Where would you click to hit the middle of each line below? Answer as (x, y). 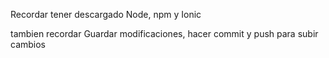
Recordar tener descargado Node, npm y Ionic (106, 14)
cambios (28, 44)
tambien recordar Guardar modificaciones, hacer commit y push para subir (164, 33)
